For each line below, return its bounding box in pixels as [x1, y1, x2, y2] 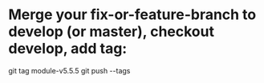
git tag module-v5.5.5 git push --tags [8, 65, 131, 75]
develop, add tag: [8, 40, 128, 57]
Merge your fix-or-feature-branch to [8, 6, 257, 24]
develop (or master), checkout [8, 22, 215, 41]
